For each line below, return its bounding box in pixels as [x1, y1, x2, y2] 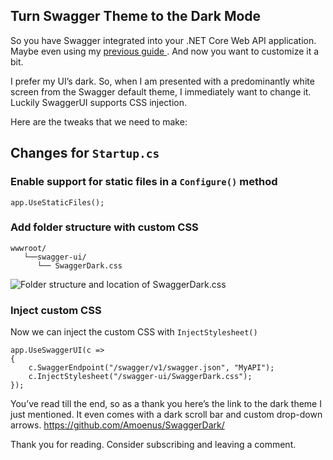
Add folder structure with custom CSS [10, 220, 199, 234]
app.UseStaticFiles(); [10, 197, 105, 208]
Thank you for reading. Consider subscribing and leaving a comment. [10, 439, 297, 451]
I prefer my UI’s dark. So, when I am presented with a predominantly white [10, 75, 315, 87]
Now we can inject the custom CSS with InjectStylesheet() [10, 326, 258, 338]
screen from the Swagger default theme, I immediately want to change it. [10, 85, 312, 98]
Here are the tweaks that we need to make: [10, 115, 188, 128]
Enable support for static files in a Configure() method [10, 175, 278, 189]
